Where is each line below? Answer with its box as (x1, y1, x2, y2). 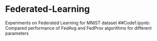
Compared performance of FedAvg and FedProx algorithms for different (5, 25, 152, 31)
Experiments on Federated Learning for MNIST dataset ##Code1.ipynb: (5, 20, 151, 26)
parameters (5, 30, 29, 36)
